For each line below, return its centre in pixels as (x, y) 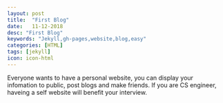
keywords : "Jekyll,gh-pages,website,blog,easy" (77, 39)
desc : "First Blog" (35, 33)
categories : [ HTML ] (35, 45)
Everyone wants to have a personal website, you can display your (100, 78)
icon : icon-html (30, 58)
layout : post (26, 13)
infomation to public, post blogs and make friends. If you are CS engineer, (112, 85)
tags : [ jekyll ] (29, 52)
